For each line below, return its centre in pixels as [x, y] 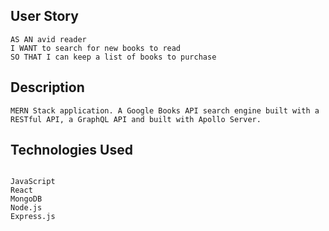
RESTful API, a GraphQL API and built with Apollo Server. [136, 119]
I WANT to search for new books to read [96, 48]
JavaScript [33, 182]
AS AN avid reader [48, 39]
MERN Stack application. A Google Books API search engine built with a [165, 110]
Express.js [33, 217]
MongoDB [26, 199]
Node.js [26, 208]
